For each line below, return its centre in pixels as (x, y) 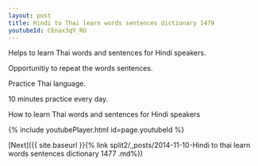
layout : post (30, 15)
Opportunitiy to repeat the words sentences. (81, 68)
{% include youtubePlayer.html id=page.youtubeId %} (96, 130)
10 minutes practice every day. (58, 99)
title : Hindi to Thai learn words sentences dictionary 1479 (112, 23)
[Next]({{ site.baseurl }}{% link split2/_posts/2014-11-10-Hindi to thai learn (129, 145)
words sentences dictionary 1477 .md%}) (75, 154)
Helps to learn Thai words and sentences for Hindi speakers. (107, 53)
